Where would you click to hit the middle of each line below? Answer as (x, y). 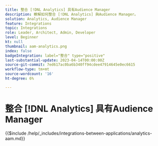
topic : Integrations (26, 28)
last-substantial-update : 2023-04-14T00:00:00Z (55, 60)
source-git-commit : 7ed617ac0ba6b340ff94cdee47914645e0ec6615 (70, 65)
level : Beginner (22, 37)
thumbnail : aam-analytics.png (36, 46)
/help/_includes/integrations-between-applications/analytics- (90, 133)
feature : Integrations (28, 23)
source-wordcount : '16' (30, 74)
